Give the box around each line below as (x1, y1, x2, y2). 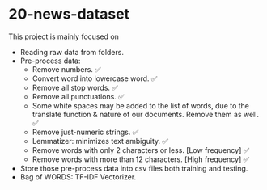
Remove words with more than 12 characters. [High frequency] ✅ (32, 154, 250, 164)
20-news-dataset (8, 5, 130, 23)
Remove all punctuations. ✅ (32, 91, 125, 101)
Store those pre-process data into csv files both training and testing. (19, 163, 248, 173)
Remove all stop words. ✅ (32, 82, 119, 92)
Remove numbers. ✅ (32, 64, 101, 74)
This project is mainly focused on (8, 32, 120, 41)
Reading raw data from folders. (19, 47, 124, 57)
